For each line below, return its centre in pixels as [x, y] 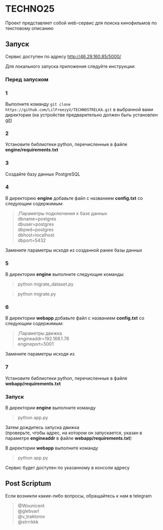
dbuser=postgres [36, 224]
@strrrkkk [28, 522]
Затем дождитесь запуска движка [42, 428]
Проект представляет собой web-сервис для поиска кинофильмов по [81, 23]
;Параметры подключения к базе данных [62, 213]
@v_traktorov [31, 516]
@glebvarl [28, 511]
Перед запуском [27, 79]
